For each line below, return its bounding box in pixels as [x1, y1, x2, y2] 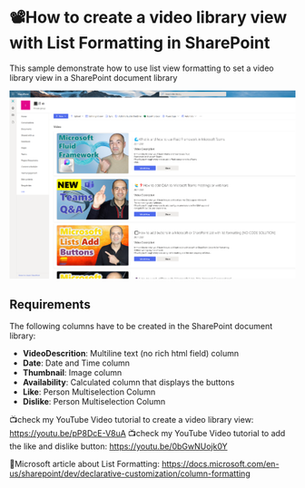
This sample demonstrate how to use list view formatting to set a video [9, 63, 274, 73]
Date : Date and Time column [22, 357, 130, 368]
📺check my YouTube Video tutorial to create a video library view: [9, 415, 254, 425]
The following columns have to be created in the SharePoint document [9, 321, 273, 332]
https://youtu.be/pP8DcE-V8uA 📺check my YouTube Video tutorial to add [9, 428, 286, 439]
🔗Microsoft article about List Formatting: [9, 459, 161, 470]
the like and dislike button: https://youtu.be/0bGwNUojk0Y [9, 441, 229, 452]
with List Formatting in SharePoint [9, 33, 271, 54]
